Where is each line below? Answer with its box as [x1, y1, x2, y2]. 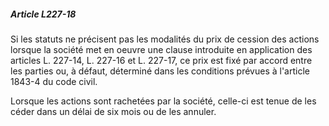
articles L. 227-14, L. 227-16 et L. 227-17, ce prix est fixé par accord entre [10, 54, 313, 66]
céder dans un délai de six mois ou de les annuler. [10, 105, 217, 117]
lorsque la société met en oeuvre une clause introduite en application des [10, 43, 313, 55]
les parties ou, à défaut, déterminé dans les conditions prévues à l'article [10, 65, 310, 77]
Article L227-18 [10, 8, 77, 20]
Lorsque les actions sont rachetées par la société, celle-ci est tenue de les [10, 95, 317, 107]
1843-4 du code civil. [10, 75, 98, 87]
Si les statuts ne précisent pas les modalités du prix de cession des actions [10, 33, 320, 45]
